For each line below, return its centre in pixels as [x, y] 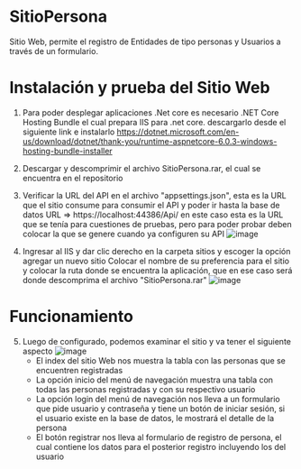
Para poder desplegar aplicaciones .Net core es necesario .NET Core [150, 112]
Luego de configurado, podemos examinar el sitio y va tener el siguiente [156, 341]
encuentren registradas [79, 370]
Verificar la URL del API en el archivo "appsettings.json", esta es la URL [154, 195]
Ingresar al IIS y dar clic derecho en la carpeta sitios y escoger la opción [156, 251]
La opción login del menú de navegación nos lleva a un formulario [158, 399]
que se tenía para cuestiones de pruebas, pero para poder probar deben [157, 224]
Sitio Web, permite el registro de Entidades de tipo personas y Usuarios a [145, 41]
